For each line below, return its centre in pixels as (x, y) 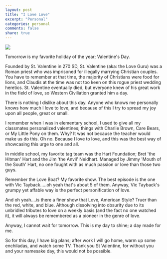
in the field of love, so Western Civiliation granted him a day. (67, 93)
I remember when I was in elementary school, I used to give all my (73, 123)
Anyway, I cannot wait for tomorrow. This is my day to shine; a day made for (83, 225)
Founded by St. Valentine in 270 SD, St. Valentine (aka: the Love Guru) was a (84, 66)
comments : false (22, 28)
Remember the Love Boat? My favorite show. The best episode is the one (80, 179)
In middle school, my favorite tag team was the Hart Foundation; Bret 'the (80, 154)
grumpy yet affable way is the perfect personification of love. (68, 190)
